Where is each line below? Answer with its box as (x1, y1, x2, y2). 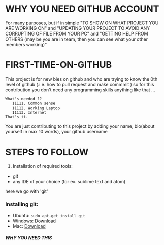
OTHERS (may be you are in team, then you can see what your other (5, 36, 148, 42)
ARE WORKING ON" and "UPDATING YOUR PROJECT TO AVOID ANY (5, 25, 150, 31)
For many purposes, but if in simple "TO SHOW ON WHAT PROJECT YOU (5, 20, 159, 26)
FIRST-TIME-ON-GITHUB (5, 59, 112, 71)
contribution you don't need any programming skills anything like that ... (5, 87, 156, 93)
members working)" (5, 41, 47, 47)
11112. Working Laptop (12, 105, 60, 111)
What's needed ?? (5, 96, 42, 101)
